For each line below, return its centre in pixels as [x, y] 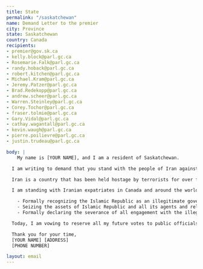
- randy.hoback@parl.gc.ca [40, 68]
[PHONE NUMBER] [31, 245]
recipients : [21, 46]
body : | [16, 152]
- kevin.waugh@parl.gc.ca [39, 130]
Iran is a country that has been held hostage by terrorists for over [102, 180]
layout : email [24, 257]
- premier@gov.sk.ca [32, 51]
